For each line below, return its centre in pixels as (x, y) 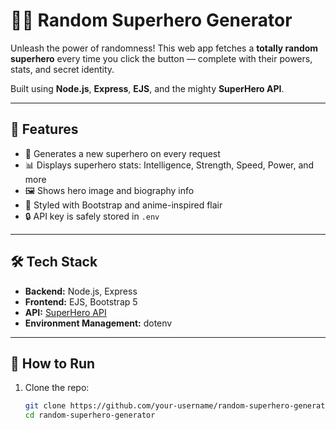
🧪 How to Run (53, 363)
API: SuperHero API (65, 312)
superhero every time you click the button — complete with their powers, (161, 58)
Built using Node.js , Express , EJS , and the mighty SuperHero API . (147, 88)
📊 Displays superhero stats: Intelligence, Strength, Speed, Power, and (169, 165)
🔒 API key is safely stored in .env (92, 216)
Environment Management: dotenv (98, 323)
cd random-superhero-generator (90, 415)
